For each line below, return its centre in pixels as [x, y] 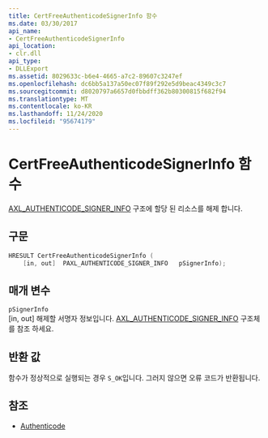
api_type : [25, 62]
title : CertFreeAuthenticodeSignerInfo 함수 [83, 16]
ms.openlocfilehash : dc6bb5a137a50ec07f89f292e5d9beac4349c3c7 [117, 84]
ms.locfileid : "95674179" [52, 122]
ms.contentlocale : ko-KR [50, 106]
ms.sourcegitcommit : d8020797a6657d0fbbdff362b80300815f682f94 [117, 91]
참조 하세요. [35, 328]
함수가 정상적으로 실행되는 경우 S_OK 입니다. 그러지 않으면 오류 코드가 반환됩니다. [134, 378]
